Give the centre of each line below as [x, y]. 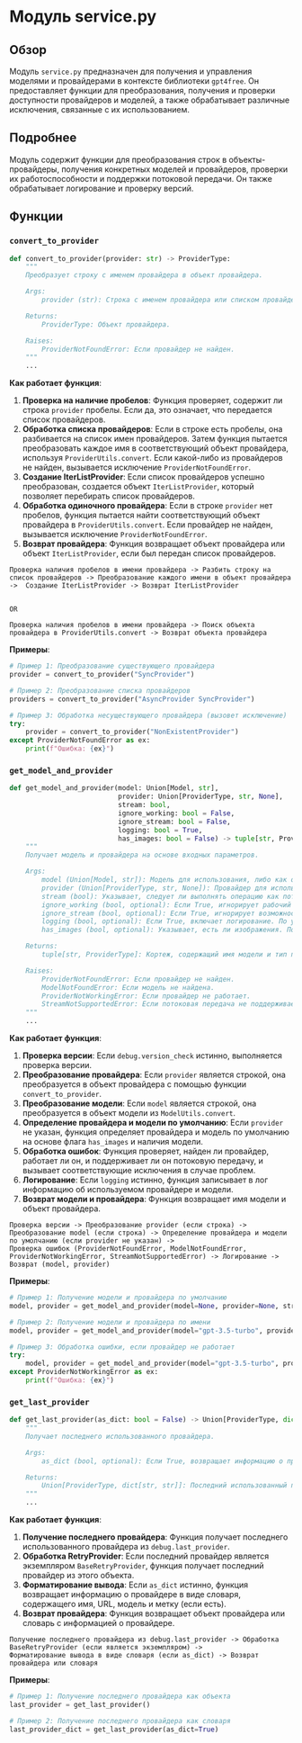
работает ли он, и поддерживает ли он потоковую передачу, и [142, 1161]
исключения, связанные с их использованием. [100, 109]
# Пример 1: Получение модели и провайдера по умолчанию [118, 1298]
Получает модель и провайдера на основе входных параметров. [142, 855]
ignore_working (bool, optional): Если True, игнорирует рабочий [167, 905]
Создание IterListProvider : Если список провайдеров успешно [143, 477]
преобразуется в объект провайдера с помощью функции [134, 1084]
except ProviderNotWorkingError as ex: [84, 1372]
